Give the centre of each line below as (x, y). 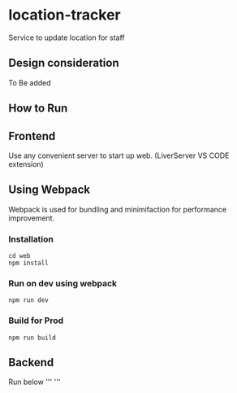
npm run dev (28, 300)
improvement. (32, 218)
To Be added (30, 82)
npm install (28, 263)
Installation (31, 239)
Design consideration (64, 63)
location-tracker (65, 15)
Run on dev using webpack (63, 283)
